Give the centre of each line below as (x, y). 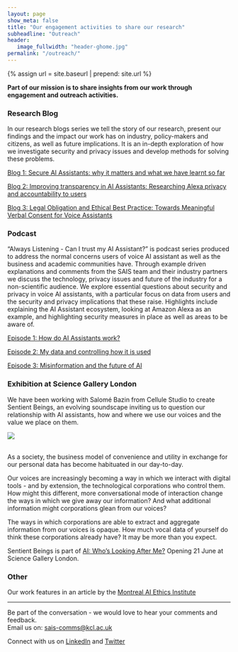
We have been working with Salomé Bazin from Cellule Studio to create (111, 399)
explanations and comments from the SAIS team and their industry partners (118, 272)
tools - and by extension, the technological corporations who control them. (117, 485)
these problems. (31, 159)
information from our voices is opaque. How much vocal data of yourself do (118, 529)
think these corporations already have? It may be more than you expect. (112, 537)
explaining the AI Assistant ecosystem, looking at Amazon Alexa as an (109, 309)
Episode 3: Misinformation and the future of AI (75, 365)
